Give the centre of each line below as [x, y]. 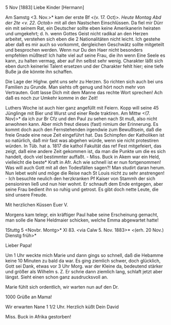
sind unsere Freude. [26, 195]
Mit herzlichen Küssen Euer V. [37, 205]
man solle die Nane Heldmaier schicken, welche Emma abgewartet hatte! [82, 220]
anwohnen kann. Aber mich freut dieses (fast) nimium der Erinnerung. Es [82, 124]
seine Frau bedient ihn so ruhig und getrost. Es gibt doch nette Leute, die [82, 189]
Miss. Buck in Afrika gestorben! [38, 317]
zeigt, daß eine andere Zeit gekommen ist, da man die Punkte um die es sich [86, 151]
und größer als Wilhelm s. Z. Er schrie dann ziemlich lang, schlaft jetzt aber [84, 272]
